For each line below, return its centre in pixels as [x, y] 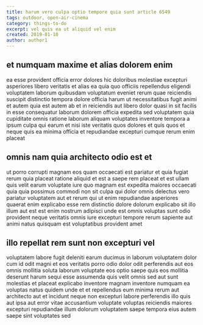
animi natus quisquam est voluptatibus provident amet [74, 224]
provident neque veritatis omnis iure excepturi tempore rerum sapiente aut [100, 217]
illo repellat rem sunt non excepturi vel [81, 243]
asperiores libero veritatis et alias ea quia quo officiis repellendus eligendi [98, 86]
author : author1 [27, 40]
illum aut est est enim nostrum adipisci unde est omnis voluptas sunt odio [98, 210]
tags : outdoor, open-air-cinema [47, 18]
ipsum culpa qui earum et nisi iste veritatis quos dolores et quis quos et [96, 125]
